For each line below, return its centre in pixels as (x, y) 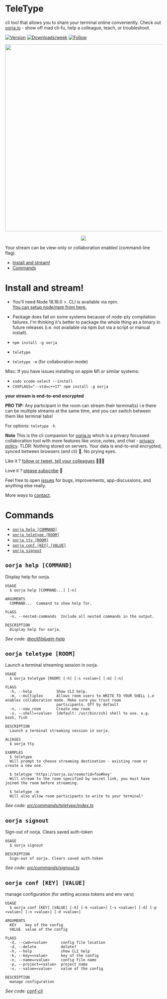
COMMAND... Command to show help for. (51, 603)
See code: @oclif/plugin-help (35, 639)
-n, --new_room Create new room (50, 709)
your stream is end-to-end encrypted (44, 396)
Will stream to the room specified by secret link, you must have (80, 779)
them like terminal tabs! (29, 416)
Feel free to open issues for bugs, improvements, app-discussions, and (78, 480)
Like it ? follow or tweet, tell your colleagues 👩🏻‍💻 (55, 461)
